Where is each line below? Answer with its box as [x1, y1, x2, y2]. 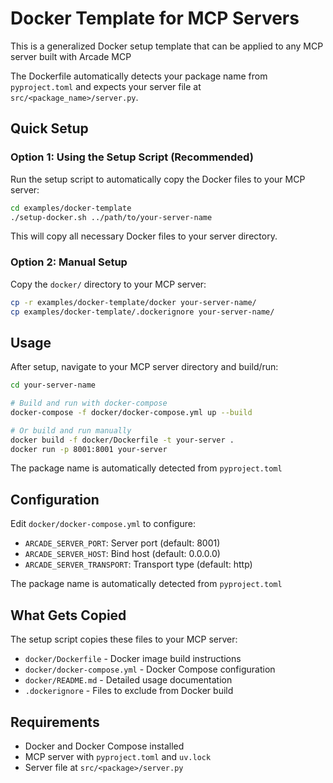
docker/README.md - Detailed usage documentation [24, 674, 233, 686]
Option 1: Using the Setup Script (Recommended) [10, 150, 254, 164]
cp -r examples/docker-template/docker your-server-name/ [10, 297, 257, 307]
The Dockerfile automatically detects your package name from [10, 70, 268, 82]
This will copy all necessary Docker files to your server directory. [10, 230, 278, 242]
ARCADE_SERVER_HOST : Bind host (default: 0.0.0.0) [24, 548, 221, 560]
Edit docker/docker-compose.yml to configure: [10, 518, 196, 530]
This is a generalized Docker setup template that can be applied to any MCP [10, 40, 324, 52]
